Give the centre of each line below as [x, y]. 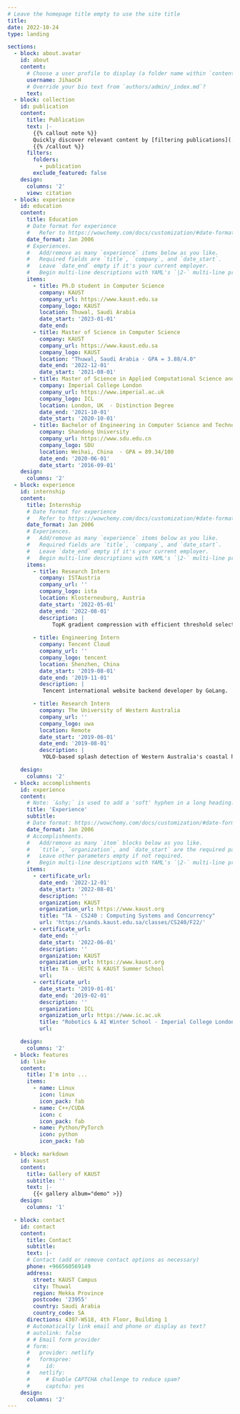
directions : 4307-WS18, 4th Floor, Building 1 [97, 1320]
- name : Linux [54, 1088]
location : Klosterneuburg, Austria [92, 598]
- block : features [41, 1055]
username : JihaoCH [54, 80]
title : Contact [49, 1240]
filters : [39, 153]
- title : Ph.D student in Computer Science [99, 286]
